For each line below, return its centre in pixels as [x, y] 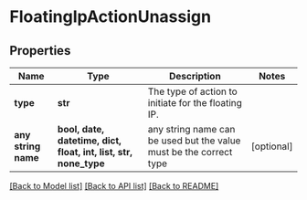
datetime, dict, [90, 141]
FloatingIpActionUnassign [111, 17]
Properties [40, 51]
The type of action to [192, 91]
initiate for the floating [195, 103]
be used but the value [194, 141]
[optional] [272, 146]
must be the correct [190, 152]
